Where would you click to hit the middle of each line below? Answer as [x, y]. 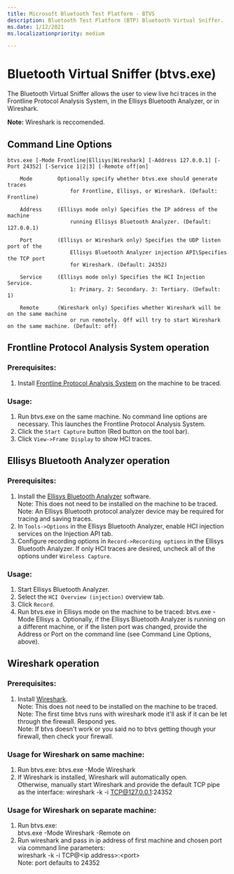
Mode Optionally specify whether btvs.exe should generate [119, 179]
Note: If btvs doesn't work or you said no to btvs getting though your [116, 729]
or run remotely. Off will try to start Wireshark [145, 320]
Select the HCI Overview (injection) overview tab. [91, 597]
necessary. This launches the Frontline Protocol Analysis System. [111, 424]
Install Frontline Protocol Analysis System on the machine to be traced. [119, 383]
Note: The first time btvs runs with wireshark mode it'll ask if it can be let [122, 714]
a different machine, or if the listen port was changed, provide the [112, 626]
